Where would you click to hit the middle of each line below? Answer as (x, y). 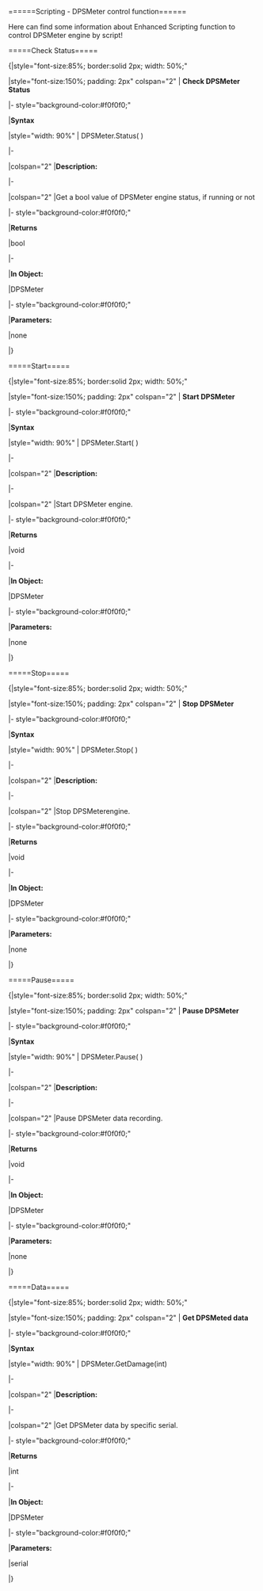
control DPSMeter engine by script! (65, 35)
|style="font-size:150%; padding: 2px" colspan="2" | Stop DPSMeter (121, 704)
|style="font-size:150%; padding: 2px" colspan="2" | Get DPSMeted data (128, 1318)
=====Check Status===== (53, 50)
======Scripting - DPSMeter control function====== (97, 11)
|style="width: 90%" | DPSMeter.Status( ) (76, 135)
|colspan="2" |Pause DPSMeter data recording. (86, 1118)
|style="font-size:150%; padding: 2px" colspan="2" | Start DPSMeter (122, 397)
